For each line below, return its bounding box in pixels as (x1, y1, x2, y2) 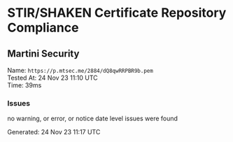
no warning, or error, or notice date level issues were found (7, 114, 178, 123)
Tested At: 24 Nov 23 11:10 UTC (7, 73, 98, 82)
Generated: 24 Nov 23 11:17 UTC (7, 128, 101, 136)
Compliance (7, 20, 79, 36)
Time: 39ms (7, 81, 42, 89)
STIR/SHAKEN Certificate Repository (7, 5, 227, 21)
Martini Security (7, 48, 80, 59)
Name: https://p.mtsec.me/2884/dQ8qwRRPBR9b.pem (7, 66, 154, 74)
